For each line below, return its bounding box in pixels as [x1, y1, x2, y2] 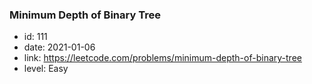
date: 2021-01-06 [23, 41, 96, 53]
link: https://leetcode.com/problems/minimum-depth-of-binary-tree [23, 52, 302, 64]
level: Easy [23, 63, 69, 75]
